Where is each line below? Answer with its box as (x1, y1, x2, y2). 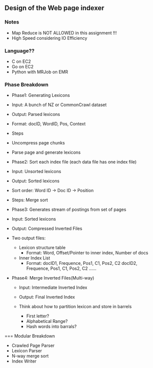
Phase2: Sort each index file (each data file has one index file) (11, 159, 137, 165)
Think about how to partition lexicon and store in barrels (19, 304, 132, 310)
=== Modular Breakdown (4, 333, 55, 339)
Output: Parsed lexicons (11, 112, 61, 117)
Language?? (4, 47, 35, 54)
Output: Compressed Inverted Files (11, 226, 83, 231)
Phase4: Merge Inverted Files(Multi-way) (11, 275, 94, 281)
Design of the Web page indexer (4, 4, 105, 12)
